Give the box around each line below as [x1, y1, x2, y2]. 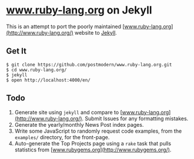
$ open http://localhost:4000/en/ [6, 77, 91, 83]
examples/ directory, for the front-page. [14, 133, 110, 141]
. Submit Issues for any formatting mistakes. [82, 115, 189, 122]
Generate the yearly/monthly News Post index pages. [14, 121, 144, 128]
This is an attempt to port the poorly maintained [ [6, 23, 125, 30]
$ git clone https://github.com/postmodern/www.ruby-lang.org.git [6, 62, 172, 67]
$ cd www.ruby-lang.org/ [6, 67, 67, 73]
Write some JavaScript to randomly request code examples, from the [14, 127, 182, 134]
